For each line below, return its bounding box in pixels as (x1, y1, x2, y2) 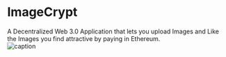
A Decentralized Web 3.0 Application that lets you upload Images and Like (7, 27, 220, 35)
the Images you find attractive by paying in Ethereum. (7, 34, 161, 42)
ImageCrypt (7, 4, 78, 20)
